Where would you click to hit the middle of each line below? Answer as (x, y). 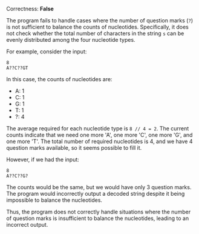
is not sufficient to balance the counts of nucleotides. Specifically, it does (98, 27)
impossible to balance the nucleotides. (54, 200)
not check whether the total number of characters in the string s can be (95, 33)
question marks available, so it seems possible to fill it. (74, 148)
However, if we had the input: (43, 159)
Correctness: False (30, 9)
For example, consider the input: (47, 52)
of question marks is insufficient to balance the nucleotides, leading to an (98, 218)
